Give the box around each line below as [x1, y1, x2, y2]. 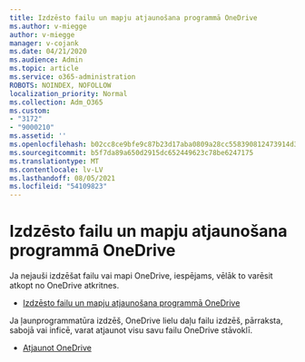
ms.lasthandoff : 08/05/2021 [9, 173, 116, 182]
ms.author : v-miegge [9, 22, 88, 31]
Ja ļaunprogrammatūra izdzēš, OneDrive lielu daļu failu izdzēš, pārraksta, [9, 315, 283, 327]
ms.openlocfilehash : [9, 140, 88, 149]
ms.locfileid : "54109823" [9, 182, 107, 191]
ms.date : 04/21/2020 [9, 47, 88, 56]
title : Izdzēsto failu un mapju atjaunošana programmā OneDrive [9, 13, 258, 23]
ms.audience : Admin [9, 55, 84, 64]
